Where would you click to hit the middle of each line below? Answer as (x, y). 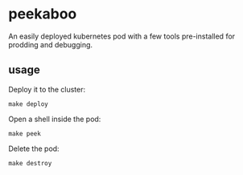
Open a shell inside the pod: (55, 119)
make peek (25, 133)
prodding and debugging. (51, 44)
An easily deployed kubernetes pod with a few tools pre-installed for (122, 36)
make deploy (28, 104)
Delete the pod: (34, 149)
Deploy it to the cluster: (47, 89)
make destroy (30, 163)
